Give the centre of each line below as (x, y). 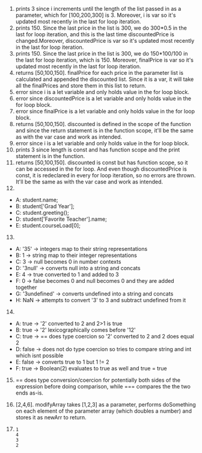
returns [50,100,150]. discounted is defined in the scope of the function (103, 124)
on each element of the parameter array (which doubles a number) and (103, 411)
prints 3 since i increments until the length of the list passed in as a (98, 9)
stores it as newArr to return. (51, 417)
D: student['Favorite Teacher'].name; (61, 219)
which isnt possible (39, 356)
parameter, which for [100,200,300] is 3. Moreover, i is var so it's (96, 15)
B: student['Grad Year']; (45, 206)
